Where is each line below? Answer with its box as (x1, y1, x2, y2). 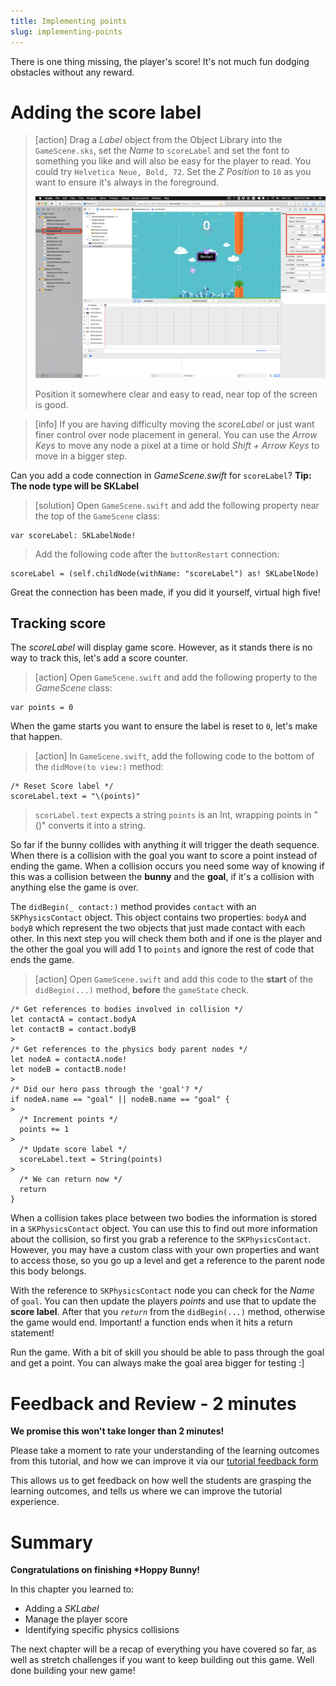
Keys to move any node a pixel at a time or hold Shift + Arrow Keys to (34, 439, 320, 451)
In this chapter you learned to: (10, 1583, 135, 1595)
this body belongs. (10, 1265, 87, 1277)
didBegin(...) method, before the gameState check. (34, 984, 250, 996)
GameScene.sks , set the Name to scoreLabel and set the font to (34, 145, 290, 157)
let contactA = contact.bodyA (10, 1015, 137, 1025)
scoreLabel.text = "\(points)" (10, 791, 141, 802)
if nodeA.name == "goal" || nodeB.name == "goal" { (10, 1095, 230, 1105)
